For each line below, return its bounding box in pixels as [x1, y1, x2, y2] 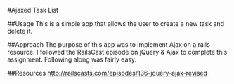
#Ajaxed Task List [7, 6, 58, 14]
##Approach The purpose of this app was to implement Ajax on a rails [7, 41, 211, 48]
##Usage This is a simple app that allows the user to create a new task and [7, 20, 225, 27]
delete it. [7, 27, 33, 35]
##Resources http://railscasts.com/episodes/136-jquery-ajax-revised [7, 69, 208, 77]
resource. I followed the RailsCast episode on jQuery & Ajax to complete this [7, 48, 228, 56]
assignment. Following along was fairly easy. [7, 55, 137, 64]
